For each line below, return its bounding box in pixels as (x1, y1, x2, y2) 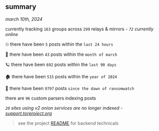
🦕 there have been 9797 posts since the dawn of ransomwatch (5, 85, 135, 91)
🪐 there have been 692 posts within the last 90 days (5, 61, 117, 68)
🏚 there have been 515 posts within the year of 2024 (5, 73, 117, 79)
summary (5, 3, 37, 11)
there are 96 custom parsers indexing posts (5, 95, 96, 101)
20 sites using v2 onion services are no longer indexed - (5, 105, 123, 111)
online (5, 31, 18, 37)
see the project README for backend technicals (17, 120, 119, 126)
